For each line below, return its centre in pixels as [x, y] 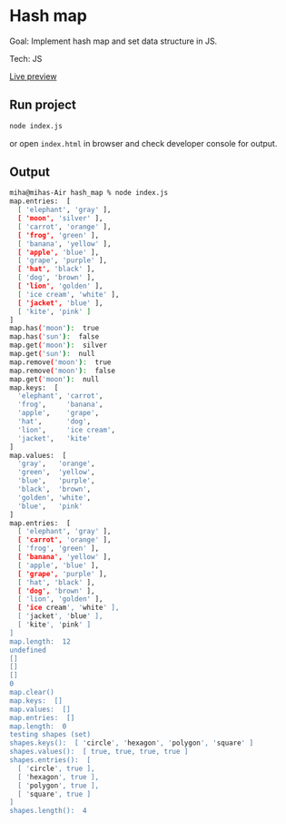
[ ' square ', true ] [54, 794]
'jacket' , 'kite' [54, 438]
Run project [43, 105]
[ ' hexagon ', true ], [59, 777]
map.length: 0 [38, 726]
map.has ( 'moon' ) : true [54, 329]
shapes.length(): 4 [49, 811]
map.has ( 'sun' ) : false [54, 337]
